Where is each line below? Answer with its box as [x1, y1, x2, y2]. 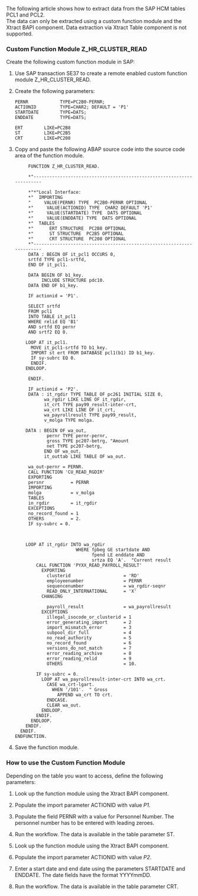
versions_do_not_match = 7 [46, 645, 132, 651]
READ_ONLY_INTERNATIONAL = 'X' [46, 589, 137, 595]
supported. [6, 30, 33, 37]
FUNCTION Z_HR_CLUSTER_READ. [28, 163, 100, 169]
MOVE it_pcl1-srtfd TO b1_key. [30, 345, 108, 351]
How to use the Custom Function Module [6, 759, 125, 767]
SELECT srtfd [28, 303, 60, 310]
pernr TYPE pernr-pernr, [46, 433, 108, 439]
